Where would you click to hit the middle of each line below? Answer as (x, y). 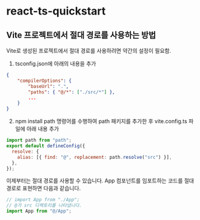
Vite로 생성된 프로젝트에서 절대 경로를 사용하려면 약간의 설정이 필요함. (89, 51)
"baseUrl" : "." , (48, 86)
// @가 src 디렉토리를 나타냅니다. (44, 205)
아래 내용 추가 (43, 129)
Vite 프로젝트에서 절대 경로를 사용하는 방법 (81, 35)
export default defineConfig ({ (46, 146)
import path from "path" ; (39, 141)
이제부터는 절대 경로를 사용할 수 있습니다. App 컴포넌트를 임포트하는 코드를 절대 (100, 181)
